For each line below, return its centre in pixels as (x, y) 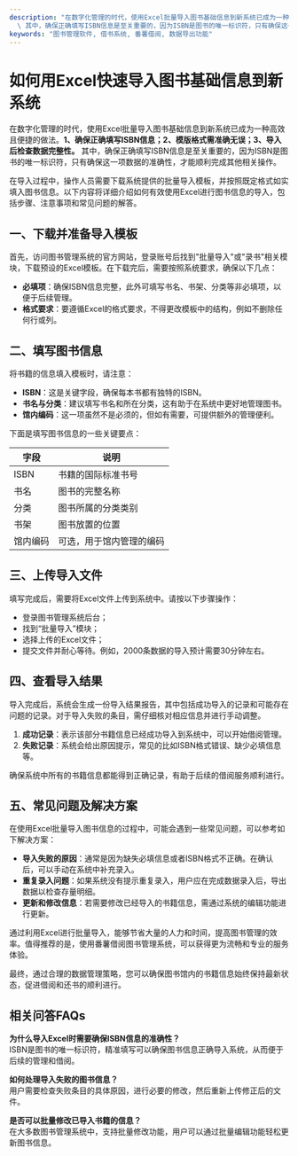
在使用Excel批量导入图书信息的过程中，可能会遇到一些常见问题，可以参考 (143, 829)
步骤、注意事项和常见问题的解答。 (79, 203)
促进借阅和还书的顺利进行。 (75, 985)
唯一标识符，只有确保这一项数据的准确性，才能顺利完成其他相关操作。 (153, 162)
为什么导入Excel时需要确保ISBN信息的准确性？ (94, 1039)
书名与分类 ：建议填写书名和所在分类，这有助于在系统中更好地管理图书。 (154, 403)
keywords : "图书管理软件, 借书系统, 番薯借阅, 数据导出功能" (111, 34)
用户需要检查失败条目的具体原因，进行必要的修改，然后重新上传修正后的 (141, 1090)
